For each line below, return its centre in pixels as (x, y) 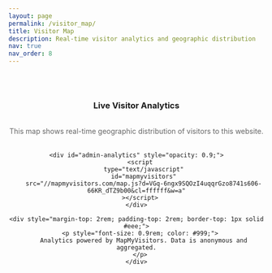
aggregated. (136, 247)
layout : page (30, 16)
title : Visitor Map (41, 31)
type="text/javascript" (144, 169)
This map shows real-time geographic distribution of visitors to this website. (136, 131)
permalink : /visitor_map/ (52, 24)
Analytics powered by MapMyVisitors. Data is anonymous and (144, 240)
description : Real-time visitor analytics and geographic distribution (132, 39)
